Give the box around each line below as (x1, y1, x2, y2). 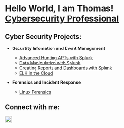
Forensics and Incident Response (12, 80, 81, 85)
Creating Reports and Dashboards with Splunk (19, 65, 112, 71)
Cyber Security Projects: (5, 32, 82, 41)
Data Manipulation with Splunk (19, 60, 81, 65)
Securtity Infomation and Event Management (12, 46, 106, 51)
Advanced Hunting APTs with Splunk (19, 55, 93, 61)
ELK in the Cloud (19, 70, 53, 76)
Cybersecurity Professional (5, 13, 119, 24)
